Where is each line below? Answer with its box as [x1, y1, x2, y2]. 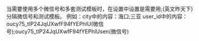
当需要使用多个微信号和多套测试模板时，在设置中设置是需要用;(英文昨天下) [6, 5, 194, 12]
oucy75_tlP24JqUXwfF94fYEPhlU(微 [6, 20, 99, 27]
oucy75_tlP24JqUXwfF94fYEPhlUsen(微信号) [15, 28, 129, 35]
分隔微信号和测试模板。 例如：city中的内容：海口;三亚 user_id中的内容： [6, 13, 188, 20]
